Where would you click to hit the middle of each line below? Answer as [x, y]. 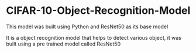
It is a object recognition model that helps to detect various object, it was [94, 37]
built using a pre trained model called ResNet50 [63, 44]
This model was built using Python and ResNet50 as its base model [87, 26]
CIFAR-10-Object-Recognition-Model [98, 11]
